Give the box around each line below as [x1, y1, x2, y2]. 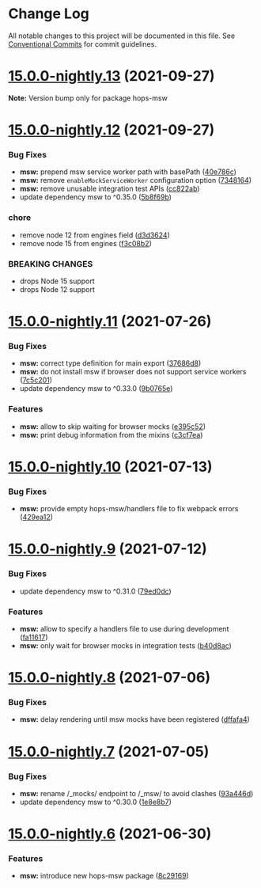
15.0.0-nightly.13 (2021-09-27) [8, 67, 215, 85]
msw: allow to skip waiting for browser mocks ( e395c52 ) [19, 421, 206, 431]
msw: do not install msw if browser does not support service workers [19, 367, 247, 377]
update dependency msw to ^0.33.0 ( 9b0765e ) [19, 384, 173, 393]
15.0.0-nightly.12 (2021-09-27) [8, 121, 215, 139]
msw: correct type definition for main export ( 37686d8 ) [19, 359, 202, 368]
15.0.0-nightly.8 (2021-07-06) [8, 669, 211, 687]
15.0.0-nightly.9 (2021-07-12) [8, 540, 207, 558]
